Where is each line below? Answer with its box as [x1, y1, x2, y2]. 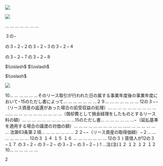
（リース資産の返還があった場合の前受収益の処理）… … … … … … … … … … [5, 105, 156, 110]
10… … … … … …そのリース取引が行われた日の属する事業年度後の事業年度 [5, 93, 154, 98]
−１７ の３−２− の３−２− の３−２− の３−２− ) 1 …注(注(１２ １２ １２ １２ [5, 142, 156, 147]
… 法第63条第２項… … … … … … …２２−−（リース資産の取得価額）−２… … [5, 129, 156, 135]
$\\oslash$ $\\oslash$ [5, 64, 50, 70]
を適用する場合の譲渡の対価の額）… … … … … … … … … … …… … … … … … [5, 123, 156, 129]
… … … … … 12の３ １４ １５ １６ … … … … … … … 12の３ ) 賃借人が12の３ [5, 135, 155, 141]
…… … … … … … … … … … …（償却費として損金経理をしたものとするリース [5, 111, 156, 117]
